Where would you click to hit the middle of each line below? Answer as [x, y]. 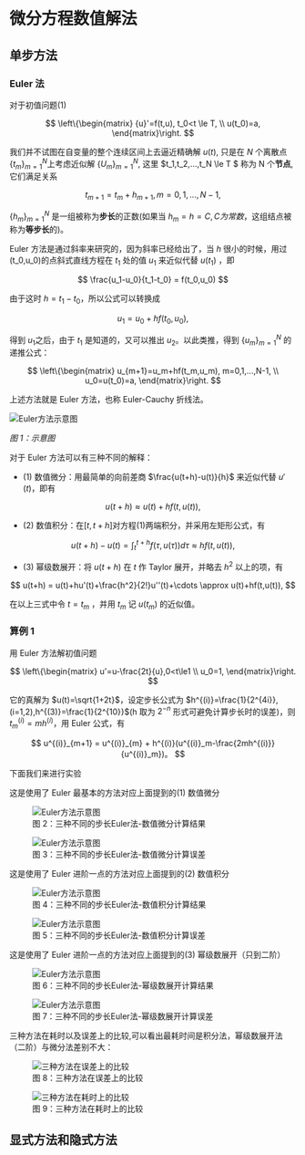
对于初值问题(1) [38, 105]
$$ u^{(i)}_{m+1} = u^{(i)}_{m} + [90, 743]
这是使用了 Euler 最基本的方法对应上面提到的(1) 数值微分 [115, 792]
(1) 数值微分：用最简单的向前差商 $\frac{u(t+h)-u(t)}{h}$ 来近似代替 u [153, 477]
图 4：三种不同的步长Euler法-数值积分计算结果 [119, 904]
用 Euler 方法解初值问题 [53, 652]
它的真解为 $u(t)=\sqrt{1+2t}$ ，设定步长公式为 [97, 700]
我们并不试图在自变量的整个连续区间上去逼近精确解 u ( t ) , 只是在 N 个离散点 [148, 151]
